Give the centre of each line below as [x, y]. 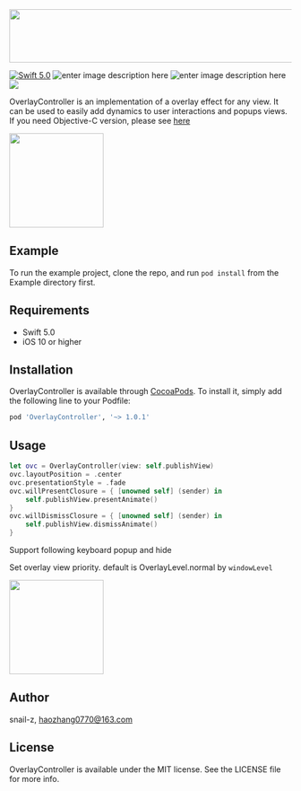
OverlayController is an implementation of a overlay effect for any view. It [144, 101]
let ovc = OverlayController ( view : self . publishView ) [112, 466]
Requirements [49, 310]
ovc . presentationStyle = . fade [68, 483]
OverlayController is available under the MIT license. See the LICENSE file [145, 769]
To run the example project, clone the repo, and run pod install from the [144, 272]
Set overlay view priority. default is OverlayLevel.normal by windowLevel [141, 567]
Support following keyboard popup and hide [90, 550]
